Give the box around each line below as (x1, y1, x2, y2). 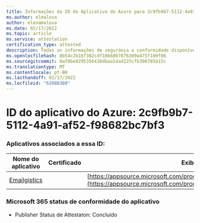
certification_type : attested (6, 42, 82, 48)
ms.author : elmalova (6, 14, 58, 20)
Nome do (12, 155, 39, 163)
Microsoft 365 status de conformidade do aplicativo (6, 197, 160, 206)
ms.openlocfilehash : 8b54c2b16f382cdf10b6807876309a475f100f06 (6, 53, 167, 59)
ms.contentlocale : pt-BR (6, 69, 68, 75)
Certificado (48, 158, 82, 167)
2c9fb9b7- (138, 106, 193, 119)
